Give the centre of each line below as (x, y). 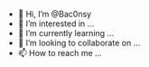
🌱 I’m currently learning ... (66, 33)
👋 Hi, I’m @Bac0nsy (55, 14)
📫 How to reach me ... (60, 53)
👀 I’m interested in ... (56, 24)
